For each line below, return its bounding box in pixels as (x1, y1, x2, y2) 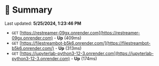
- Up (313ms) (55, 45, 82, 51)
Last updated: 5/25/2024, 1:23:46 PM (4, 20, 81, 26)
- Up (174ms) (71, 55, 97, 61)
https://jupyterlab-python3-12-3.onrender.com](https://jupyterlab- (21, 50, 154, 56)
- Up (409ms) (53, 35, 82, 41)
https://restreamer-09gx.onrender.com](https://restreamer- (21, 30, 141, 35)
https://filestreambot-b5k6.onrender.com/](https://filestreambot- (21, 40, 151, 46)
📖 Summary (4, 4, 53, 16)
